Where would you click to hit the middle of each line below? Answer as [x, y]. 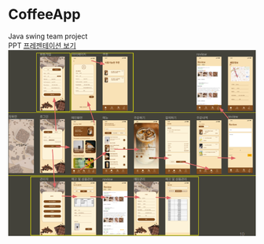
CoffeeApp [44, 15]
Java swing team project [48, 36]
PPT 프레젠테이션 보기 [42, 46]
